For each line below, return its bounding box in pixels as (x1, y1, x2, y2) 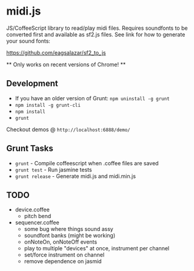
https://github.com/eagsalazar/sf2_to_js (6, 49, 106, 56)
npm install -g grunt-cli (15, 102, 81, 108)
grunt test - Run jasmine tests (15, 166, 92, 173)
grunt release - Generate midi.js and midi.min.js (15, 172, 136, 180)
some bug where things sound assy (24, 225, 113, 233)
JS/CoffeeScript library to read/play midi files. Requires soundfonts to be (6, 24, 188, 32)
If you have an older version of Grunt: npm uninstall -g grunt (15, 94, 170, 101)
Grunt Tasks (6, 143, 53, 154)
